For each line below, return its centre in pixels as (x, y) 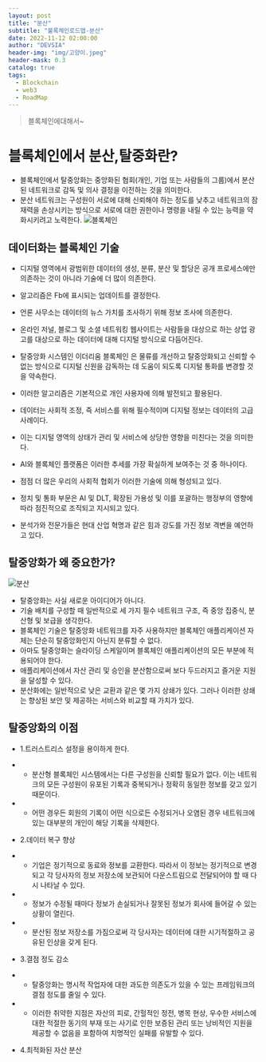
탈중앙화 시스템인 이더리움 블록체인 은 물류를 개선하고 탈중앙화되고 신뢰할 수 (138, 356)
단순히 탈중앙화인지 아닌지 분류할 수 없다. (99, 640)
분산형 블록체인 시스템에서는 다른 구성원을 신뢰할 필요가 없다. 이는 (134, 774)
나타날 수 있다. (63, 885)
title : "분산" (30, 23)
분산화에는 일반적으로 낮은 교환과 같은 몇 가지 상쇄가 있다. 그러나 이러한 (130, 690)
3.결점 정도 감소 (44, 959)
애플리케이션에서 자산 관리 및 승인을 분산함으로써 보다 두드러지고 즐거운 (130, 670)
